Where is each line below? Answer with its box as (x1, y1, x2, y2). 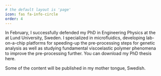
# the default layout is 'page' (5, 7, 71, 12)
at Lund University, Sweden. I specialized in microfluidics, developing (5, 35, 145, 41)
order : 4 (5, 16, 23, 21)
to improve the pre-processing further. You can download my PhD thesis (5, 51, 152, 56)
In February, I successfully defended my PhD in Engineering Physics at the (5, 30, 156, 36)
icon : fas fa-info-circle (5, 12, 58, 17)
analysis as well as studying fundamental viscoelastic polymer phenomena (5, 45, 156, 51)
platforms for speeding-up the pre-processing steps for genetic (26, 40, 156, 46)
